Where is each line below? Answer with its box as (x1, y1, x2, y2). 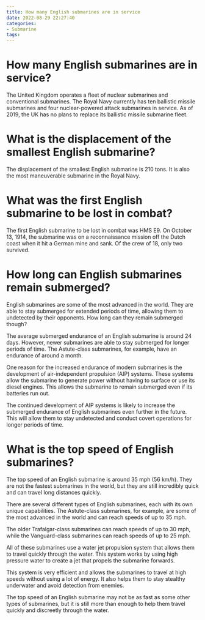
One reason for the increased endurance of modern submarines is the (6, 364, 182, 371)
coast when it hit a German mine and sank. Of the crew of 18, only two (6, 239, 183, 247)
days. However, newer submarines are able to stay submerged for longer (6, 338, 190, 346)
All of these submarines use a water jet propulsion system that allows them (6, 543, 195, 551)
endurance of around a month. (6, 351, 84, 359)
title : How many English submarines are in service (6, 9, 140, 15)
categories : (6, 20, 37, 26)
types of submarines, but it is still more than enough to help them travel (6, 600, 185, 607)
